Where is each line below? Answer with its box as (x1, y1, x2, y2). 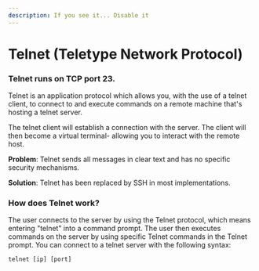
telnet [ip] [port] (8, 255, 72, 263)
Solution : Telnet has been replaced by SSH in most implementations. (8, 178, 231, 188)
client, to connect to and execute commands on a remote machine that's (8, 99, 243, 109)
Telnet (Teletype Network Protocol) (8, 45, 243, 63)
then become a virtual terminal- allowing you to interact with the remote (8, 131, 240, 141)
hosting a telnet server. (8, 107, 82, 117)
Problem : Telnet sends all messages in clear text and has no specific (8, 154, 231, 164)
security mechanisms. (8, 163, 80, 172)
